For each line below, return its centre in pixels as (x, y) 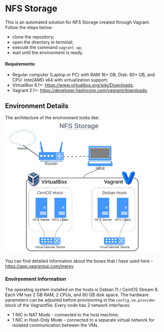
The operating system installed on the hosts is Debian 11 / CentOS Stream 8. (82, 290)
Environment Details (37, 106)
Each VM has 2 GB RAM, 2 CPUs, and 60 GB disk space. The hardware (77, 295)
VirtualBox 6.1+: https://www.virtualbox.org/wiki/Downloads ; (73, 85)
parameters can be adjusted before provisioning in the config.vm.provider (80, 300)
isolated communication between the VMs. (55, 325)
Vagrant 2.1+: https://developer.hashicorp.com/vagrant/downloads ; (80, 90)
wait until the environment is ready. (48, 53)
